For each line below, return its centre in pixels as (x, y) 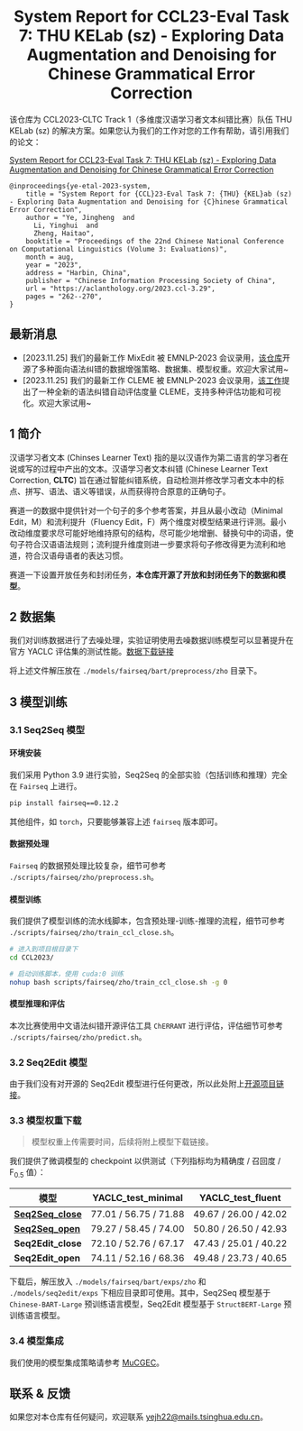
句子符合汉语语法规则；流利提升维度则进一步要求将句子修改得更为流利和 (143, 544)
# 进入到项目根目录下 (44, 949)
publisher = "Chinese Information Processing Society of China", (151, 280)
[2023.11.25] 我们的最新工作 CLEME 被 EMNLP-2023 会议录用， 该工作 (152, 380)
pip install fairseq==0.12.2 (64, 803)
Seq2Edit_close (48, 1243)
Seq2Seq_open (47, 1229)
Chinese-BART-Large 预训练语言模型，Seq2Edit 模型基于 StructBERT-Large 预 (151, 1304)
